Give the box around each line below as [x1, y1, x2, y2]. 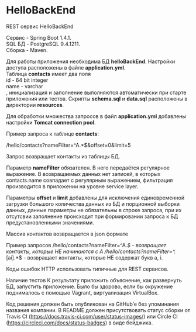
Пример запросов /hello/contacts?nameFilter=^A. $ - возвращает [6, 241, 167, 248]
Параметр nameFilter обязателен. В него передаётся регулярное [6, 164, 170, 171]
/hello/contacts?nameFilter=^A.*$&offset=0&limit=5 [6, 141, 131, 148]
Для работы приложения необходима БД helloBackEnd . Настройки [6, 58, 176, 65]
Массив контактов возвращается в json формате [6, 230, 129, 237]
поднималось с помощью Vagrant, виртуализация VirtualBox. [6, 289, 159, 296]
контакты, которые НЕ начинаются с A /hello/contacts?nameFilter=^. [6, 248, 176, 255]
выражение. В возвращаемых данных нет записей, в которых [6, 170, 161, 177]
